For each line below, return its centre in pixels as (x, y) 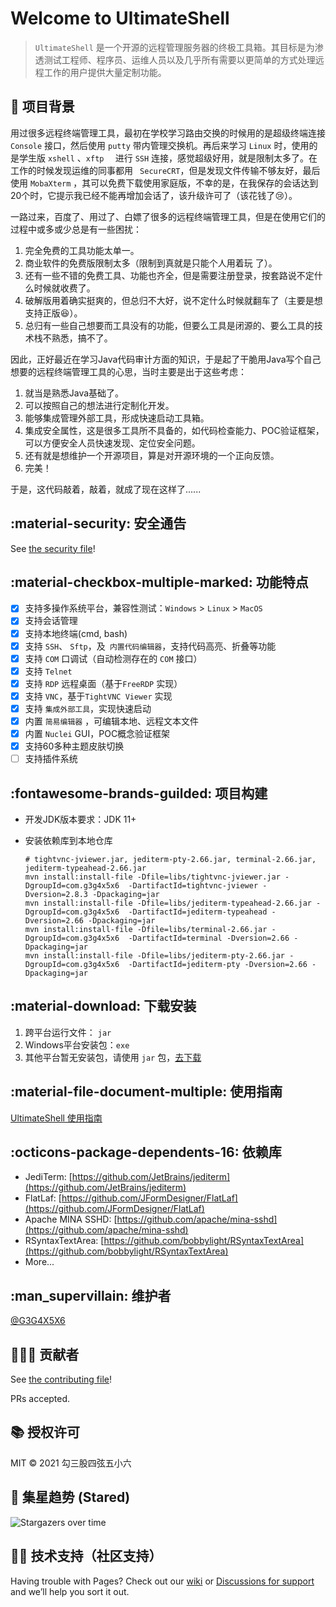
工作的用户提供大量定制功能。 (105, 72)
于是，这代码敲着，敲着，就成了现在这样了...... (106, 489)
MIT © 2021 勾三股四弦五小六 (71, 1463)
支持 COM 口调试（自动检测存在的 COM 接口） (113, 658)
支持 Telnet (48, 671)
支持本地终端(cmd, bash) (76, 633)
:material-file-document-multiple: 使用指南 (146, 1092)
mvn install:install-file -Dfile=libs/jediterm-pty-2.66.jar (155, 956)
